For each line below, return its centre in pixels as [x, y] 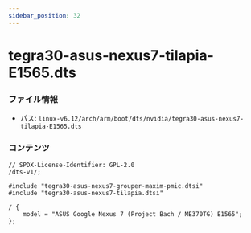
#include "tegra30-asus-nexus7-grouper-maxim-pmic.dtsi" [106, 186]
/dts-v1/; [25, 172]
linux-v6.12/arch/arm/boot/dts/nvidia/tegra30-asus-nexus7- [141, 119]
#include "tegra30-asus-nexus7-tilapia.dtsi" [86, 194]
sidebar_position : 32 [45, 16]
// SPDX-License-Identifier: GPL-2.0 [72, 166]
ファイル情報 [33, 99]
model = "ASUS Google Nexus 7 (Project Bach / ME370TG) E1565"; [133, 215]
